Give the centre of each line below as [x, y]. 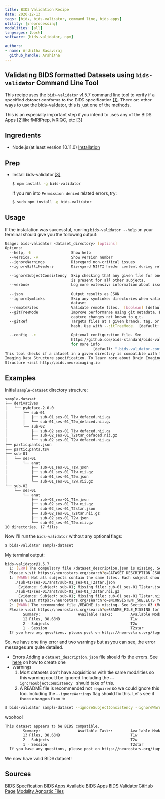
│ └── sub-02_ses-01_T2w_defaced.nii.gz [58, 440]
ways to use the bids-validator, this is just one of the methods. [68, 105]
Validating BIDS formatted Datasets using [70, 75]
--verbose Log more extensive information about [80, 285]
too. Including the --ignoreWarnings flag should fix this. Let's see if [87, 694]
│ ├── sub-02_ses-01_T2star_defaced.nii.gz [61, 435]
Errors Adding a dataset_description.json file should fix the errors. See [85, 657]
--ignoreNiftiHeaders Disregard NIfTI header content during [81, 266]
